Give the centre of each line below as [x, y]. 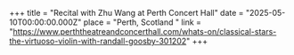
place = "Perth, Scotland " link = [143, 22]
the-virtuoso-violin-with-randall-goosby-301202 [98, 41]
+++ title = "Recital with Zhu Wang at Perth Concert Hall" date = [127, 13]
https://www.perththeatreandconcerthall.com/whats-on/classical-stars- [145, 31]
